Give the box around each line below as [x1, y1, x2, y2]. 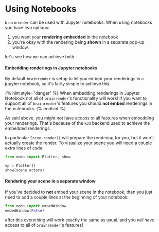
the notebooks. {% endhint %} [5, 106, 66, 112]
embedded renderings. [5, 125, 51, 132]
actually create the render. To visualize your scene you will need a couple [5, 140, 152, 146]
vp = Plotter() [5, 164, 36, 168]
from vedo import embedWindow [5, 203, 67, 208]
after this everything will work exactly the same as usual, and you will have [5, 217, 155, 223]
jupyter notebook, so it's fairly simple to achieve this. [5, 81, 111, 87]
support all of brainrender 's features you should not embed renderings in [5, 100, 153, 106]
